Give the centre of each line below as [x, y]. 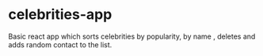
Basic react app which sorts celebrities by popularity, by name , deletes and [132, 36]
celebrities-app [60, 15]
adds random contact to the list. [60, 44]
